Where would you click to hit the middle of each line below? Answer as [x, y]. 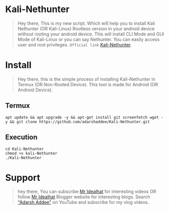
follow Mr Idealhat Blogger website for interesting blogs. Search [84, 197]
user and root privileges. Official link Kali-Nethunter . [75, 44]
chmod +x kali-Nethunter [31, 153]
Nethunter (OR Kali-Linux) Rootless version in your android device [86, 28]
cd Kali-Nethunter [24, 149]
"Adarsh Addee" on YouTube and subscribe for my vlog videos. [83, 202]
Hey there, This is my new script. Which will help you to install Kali [86, 23]
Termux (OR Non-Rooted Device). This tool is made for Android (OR [88, 84]
